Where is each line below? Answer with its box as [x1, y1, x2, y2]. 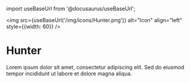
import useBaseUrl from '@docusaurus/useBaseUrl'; [6, 5, 136, 12]
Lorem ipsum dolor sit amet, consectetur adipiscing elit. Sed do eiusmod [6, 63, 185, 70]
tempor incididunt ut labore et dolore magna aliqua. [6, 70, 133, 77]
